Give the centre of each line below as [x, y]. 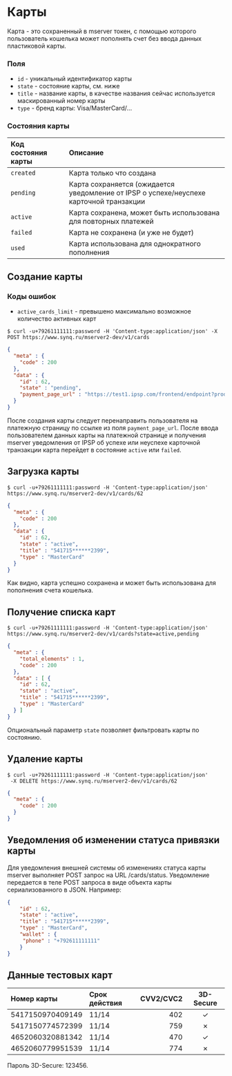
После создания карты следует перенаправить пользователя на [103, 420]
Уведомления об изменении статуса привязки [113, 840]
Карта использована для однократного [135, 244]
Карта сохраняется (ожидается [122, 184]
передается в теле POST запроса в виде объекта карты [89, 882]
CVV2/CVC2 [162, 999]
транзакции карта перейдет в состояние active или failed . [94, 450]
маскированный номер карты [61, 101]
